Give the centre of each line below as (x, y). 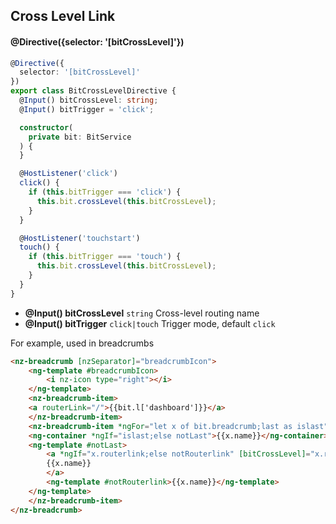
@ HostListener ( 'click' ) (68, 174)
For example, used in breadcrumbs (82, 343)
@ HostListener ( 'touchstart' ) (80, 238)
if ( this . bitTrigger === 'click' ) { (105, 192)
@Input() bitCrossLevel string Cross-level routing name (142, 313)
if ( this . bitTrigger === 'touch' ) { (105, 257)
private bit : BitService (80, 137)
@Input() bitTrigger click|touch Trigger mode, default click (150, 323)
